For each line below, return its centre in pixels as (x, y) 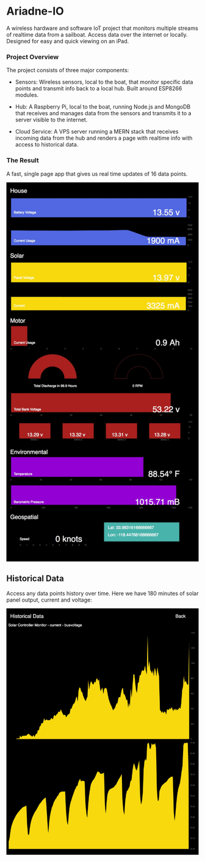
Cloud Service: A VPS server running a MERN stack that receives (97, 132)
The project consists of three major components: (68, 70)
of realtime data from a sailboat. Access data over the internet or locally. (97, 34)
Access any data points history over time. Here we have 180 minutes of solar (103, 593)
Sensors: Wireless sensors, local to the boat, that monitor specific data (104, 82)
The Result (23, 160)
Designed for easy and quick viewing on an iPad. (68, 41)
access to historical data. (47, 145)
